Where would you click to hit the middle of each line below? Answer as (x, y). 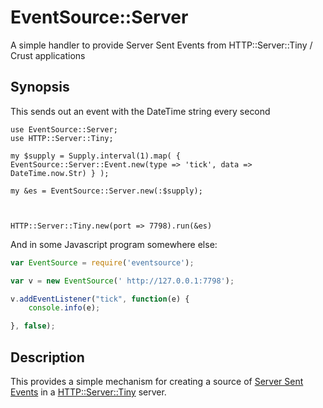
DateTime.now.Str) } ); (60, 173)
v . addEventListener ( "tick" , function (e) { (100, 299)
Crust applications (48, 55)
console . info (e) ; (64, 308)
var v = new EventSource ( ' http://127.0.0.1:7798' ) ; (122, 281)
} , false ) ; (33, 326)
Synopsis (40, 87)
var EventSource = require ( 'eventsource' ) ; (102, 262)
